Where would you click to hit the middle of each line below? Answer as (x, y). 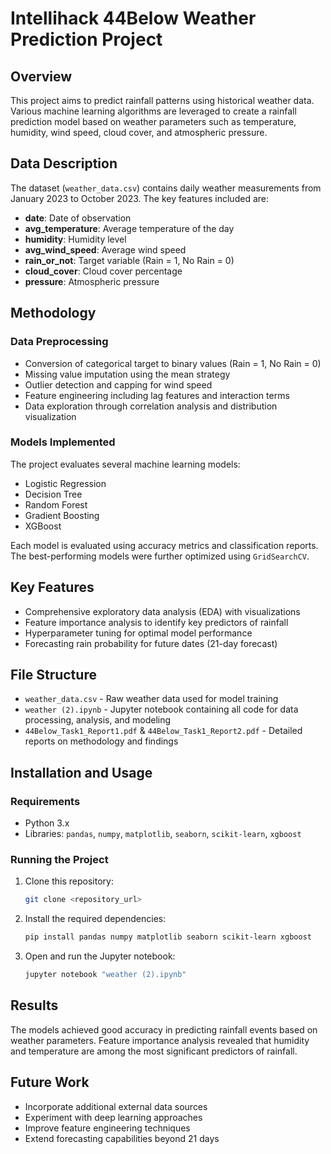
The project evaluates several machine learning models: (125, 464)
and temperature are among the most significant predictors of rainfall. (154, 1051)
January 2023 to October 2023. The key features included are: (139, 198)
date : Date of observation (78, 218)
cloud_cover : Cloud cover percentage (103, 271)
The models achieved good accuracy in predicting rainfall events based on (164, 1029)
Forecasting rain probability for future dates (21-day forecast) (151, 643)
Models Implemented (63, 442)
